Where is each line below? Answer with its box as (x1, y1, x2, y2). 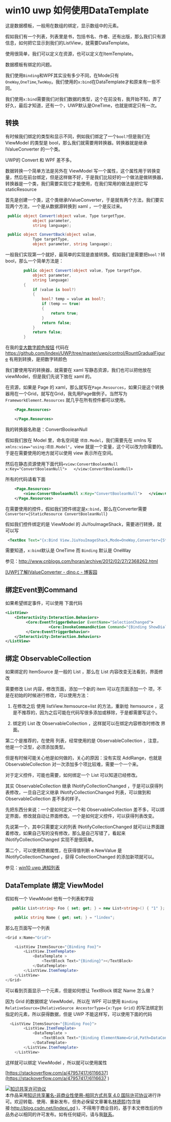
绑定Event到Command (5, 585, 78, 594)
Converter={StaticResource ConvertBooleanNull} (5, 511, 108, 516)
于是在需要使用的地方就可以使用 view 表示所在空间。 (5, 450, 116, 456)
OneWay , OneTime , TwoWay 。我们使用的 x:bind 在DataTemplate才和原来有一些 (5, 79, 156, 85)
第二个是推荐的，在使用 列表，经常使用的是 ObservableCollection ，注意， (5, 737, 162, 744)
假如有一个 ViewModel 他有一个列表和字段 (5, 895, 94, 901)
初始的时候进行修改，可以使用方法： (14, 693, 90, 699)
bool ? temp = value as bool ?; (41, 297, 106, 302)
